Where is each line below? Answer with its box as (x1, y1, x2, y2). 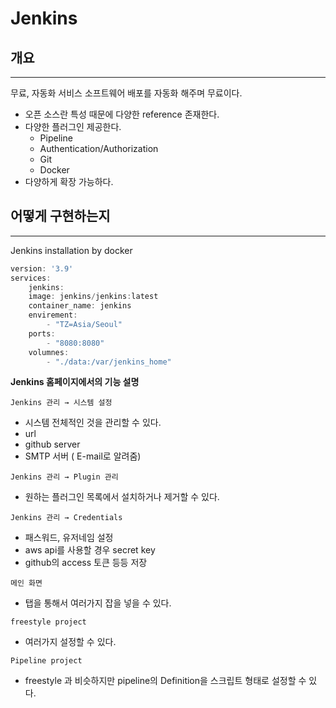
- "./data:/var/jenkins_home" (46, 357, 172, 367)
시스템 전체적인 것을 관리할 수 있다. (24, 417, 162, 429)
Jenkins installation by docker (10, 244, 133, 256)
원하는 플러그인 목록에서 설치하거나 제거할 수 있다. (24, 491, 220, 503)
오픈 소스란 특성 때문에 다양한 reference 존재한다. (24, 108, 220, 120)
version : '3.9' (10, 263, 74, 274)
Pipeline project (10, 656, 83, 666)
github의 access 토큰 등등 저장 (24, 557, 148, 569)
